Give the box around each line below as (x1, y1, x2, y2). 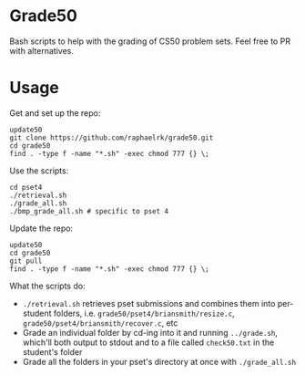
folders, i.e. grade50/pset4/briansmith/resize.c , (53, 308, 235, 319)
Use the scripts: (9, 165, 69, 176)
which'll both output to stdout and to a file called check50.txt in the (22, 337, 275, 348)
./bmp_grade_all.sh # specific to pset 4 (9, 206, 169, 215)
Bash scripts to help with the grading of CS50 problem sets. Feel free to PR (9, 36, 291, 47)
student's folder (22, 346, 83, 357)
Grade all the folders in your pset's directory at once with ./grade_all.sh (22, 356, 297, 367)
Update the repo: (9, 223, 74, 234)
